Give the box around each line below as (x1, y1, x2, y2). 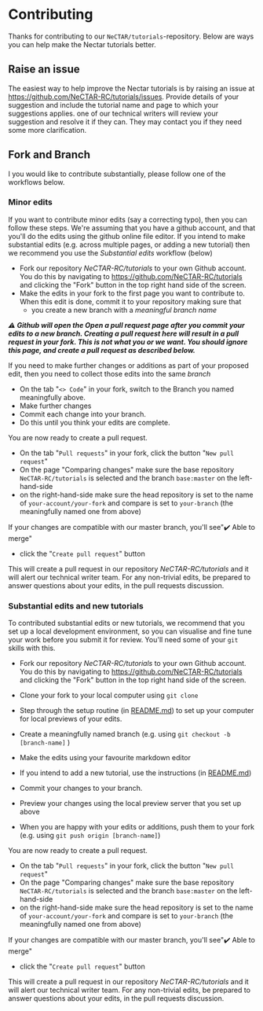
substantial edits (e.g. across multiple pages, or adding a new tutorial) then (8, 240, 250, 249)
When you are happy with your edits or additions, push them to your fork (19, 822, 255, 832)
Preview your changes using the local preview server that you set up (19, 799, 242, 808)
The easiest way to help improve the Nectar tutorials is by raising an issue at (8, 83, 255, 93)
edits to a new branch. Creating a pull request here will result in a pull (8, 329, 239, 338)
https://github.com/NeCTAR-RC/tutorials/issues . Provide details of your (8, 92, 239, 101)
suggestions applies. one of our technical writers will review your (8, 108, 218, 118)
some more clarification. (8, 125, 87, 134)
